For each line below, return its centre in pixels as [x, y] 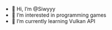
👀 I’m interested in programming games [59, 15]
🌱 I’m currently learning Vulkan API [53, 21]
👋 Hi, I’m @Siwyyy [33, 9]
